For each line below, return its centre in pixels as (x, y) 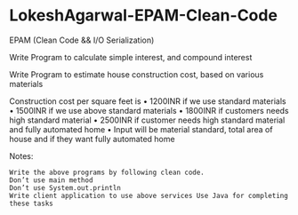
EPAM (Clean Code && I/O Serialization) (82, 40)
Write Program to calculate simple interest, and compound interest (131, 57)
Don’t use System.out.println (65, 187)
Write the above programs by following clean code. (107, 172)
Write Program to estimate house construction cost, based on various (137, 74)
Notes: (21, 155)
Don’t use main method (51, 180)
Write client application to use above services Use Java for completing (149, 195)
